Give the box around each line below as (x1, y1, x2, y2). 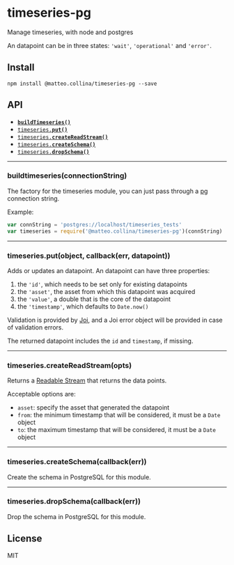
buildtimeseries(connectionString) (7, 171, 127, 180)
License (7, 533, 42, 545)
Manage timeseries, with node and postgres (7, 28, 134, 36)
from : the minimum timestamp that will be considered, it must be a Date (17, 411, 221, 419)
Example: (7, 208, 34, 216)
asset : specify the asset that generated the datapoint (17, 403, 170, 412)
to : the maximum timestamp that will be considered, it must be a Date (17, 426, 216, 434)
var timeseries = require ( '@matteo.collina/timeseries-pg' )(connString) (7, 228, 223, 235)
